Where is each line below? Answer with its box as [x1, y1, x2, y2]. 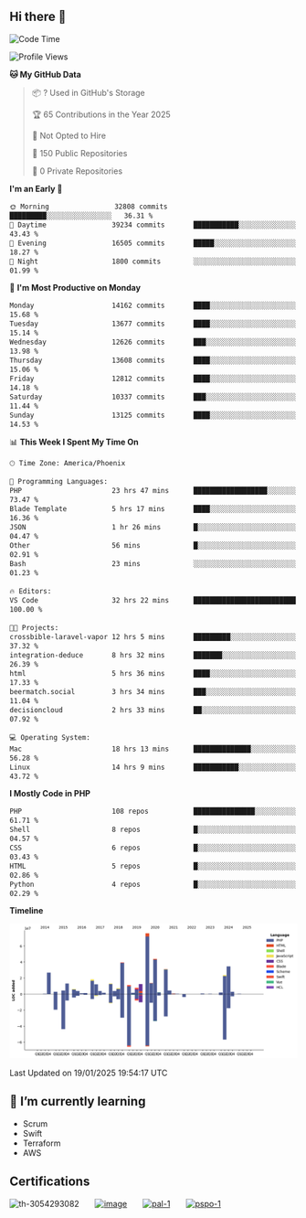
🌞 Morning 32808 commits [9, 202, 168, 211]
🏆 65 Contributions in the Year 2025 [31, 109, 171, 120]
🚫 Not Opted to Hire [31, 130, 107, 141]
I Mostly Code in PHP [9, 787, 91, 798]
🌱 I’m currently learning [9, 1094, 146, 1109]
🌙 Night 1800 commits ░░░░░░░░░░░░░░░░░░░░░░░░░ [9, 257, 297, 266]
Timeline [9, 904, 44, 915]
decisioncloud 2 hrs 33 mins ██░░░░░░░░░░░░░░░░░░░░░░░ [9, 705, 297, 714]
